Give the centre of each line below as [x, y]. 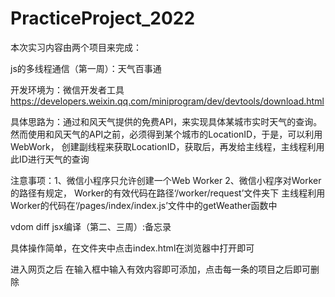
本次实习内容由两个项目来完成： [76, 47]
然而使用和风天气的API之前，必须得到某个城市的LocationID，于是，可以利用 [166, 134]
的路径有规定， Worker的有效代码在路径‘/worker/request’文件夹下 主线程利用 [168, 193]
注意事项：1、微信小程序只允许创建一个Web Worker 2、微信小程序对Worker [166, 180]
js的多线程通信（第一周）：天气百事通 [86, 68]
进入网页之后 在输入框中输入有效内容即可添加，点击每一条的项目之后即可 [160, 269]
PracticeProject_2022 [103, 18]
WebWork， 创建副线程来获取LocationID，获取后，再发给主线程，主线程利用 [167, 146]
